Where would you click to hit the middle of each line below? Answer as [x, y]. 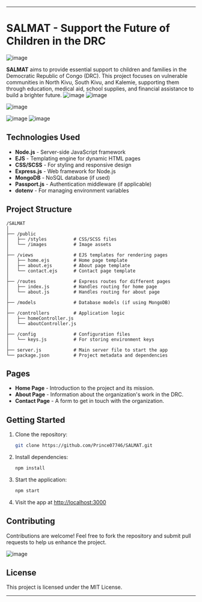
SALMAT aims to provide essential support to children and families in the [96, 69]
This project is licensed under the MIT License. [64, 587]
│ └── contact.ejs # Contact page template [71, 271]
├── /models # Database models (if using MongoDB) [88, 302]
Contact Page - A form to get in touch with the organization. [89, 401]
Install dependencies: [41, 457]
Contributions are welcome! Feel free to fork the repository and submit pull [99, 536]
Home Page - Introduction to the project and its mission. [84, 388]
